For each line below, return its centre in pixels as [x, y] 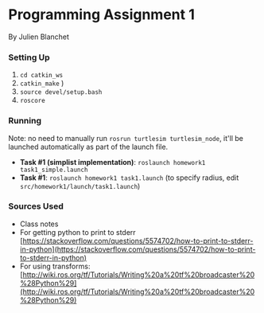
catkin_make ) [42, 83]
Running [25, 121]
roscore [32, 101]
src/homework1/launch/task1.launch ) [80, 186]
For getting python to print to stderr [78, 232]
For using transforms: [55, 266]
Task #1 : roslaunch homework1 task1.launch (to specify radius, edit [129, 178]
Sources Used [36, 206]
